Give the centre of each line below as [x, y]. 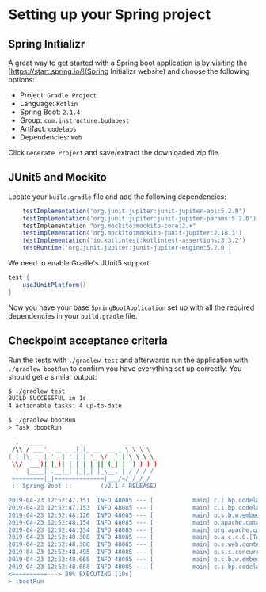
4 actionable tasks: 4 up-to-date [65, 406]
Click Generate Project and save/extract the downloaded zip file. [114, 153]
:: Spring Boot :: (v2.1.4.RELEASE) [84, 486]
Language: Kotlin [49, 103]
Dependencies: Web [51, 137]
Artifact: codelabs [48, 129]
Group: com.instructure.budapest [74, 120]
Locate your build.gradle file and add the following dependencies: [118, 197]
